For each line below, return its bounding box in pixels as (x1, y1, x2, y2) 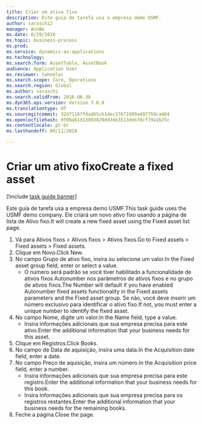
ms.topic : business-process (6, 37, 78, 43)
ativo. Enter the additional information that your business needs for (24, 326, 190, 334)
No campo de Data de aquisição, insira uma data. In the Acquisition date (15, 346, 194, 353)
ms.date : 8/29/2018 (6, 32, 56, 38)
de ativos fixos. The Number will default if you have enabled (24, 281, 173, 289)
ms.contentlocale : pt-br (6, 123, 69, 129)
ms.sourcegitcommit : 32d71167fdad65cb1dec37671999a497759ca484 (6, 111, 170, 117)
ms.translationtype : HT (6, 105, 67, 112)
